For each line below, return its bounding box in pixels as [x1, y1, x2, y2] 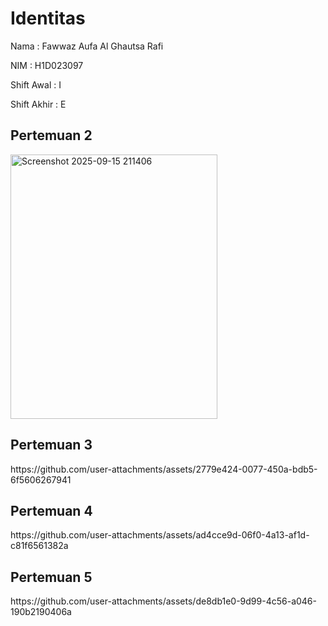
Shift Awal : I [10, 78, 62, 91]
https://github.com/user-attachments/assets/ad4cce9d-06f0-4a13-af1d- [10, 529, 310, 541]
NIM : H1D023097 [10, 59, 84, 71]
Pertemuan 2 [10, 127, 93, 144]
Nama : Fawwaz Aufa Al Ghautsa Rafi [10, 40, 164, 52]
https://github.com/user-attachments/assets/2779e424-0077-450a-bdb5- [10, 463, 318, 475]
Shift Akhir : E [10, 98, 67, 110]
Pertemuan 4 [10, 502, 93, 519]
